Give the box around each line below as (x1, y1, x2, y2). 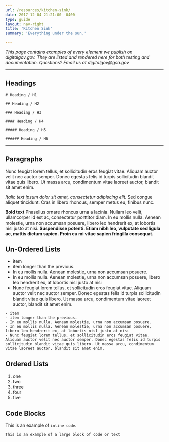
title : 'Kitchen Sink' (5, 26, 53, 31)
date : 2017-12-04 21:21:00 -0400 (5, 12, 75, 17)
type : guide (5, 17, 30, 22)
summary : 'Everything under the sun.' (5, 31, 87, 36)
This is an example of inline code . (5, 422, 77, 428)
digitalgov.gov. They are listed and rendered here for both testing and (5, 54, 150, 60)
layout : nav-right (5, 21, 44, 27)
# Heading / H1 (5, 92, 37, 97)
